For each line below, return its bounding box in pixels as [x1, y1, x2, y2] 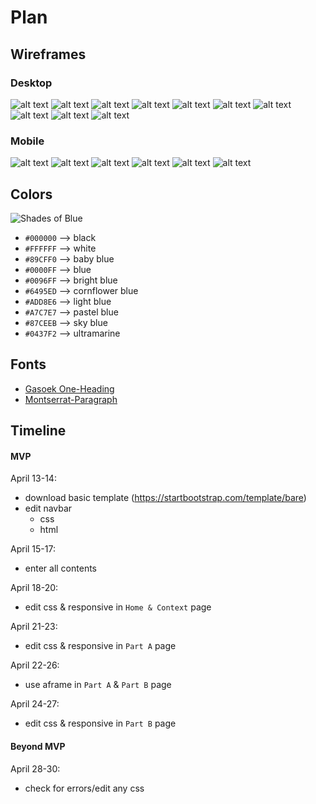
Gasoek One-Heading [24, 382, 115, 395]
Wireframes [10, 46, 87, 63]
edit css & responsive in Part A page [24, 640, 177, 652]
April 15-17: [10, 543, 56, 555]
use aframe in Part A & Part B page [24, 679, 172, 691]
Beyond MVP [10, 740, 66, 752]
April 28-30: [10, 762, 61, 775]
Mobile [10, 134, 45, 148]
